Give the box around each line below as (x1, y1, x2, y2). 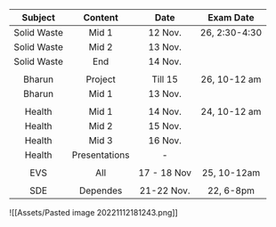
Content (83, 12, 118, 23)
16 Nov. (148, 134, 183, 146)
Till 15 (150, 73, 178, 85)
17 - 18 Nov (137, 166, 192, 179)
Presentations (71, 149, 130, 161)
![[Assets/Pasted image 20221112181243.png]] (9, 207, 178, 217)
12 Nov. (148, 27, 183, 38)
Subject (21, 12, 56, 23)
